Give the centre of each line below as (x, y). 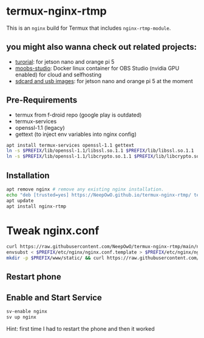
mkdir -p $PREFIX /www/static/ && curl (55, 258)
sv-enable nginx (27, 312)
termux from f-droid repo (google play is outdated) (78, 115)
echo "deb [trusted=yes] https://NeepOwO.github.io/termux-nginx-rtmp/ (99, 195)
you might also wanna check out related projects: (102, 47)
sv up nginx (21, 317)
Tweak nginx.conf (53, 230)
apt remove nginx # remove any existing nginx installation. (85, 189)
